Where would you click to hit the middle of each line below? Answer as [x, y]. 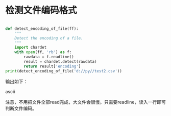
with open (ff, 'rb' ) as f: [43, 52]
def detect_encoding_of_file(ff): [42, 28]
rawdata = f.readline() [49, 57]
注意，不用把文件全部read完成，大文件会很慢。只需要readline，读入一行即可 [86, 102]
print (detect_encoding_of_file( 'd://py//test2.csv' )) [64, 71]
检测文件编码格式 [41, 10]
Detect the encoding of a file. [49, 38]
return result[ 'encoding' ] [52, 66]
